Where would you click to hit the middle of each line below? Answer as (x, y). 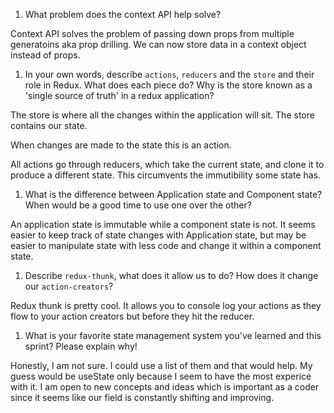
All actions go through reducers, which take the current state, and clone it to (167, 164)
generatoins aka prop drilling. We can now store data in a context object (158, 44)
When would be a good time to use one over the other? (138, 205)
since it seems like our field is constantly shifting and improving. (142, 397)
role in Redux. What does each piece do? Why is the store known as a (168, 85)
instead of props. (45, 55)
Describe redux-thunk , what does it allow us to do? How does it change (171, 275)
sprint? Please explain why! (81, 346)
